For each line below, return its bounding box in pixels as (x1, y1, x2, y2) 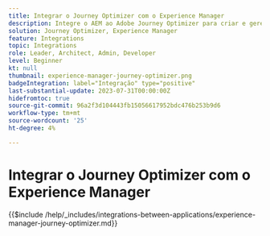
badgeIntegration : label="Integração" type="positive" (8, 79, 196, 87)
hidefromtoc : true (8, 94, 70, 102)
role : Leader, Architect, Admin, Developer (8, 49, 157, 57)
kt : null (8, 64, 38, 72)
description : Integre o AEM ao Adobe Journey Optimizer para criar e (8, 19, 247, 27)
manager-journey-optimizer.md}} (8, 218, 118, 228)
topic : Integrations (8, 42, 78, 50)
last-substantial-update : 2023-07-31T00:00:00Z (8, 86, 171, 95)
